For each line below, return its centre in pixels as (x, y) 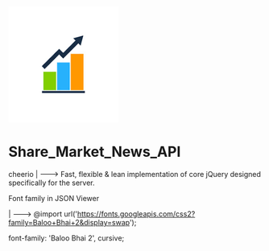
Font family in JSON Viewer (54, 198)
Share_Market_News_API (95, 152)
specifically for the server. (52, 183)
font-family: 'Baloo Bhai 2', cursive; (66, 238)
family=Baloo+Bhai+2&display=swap (69, 222)
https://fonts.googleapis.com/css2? (136, 214)
